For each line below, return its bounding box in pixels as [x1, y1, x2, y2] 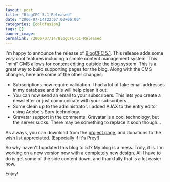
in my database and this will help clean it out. [12, 87, 108, 93]
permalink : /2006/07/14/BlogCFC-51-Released [5, 36, 102, 41]
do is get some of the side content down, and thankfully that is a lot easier [5, 155, 162, 161]
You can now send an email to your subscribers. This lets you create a [12, 92, 161, 98]
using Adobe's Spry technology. [12, 108, 81, 115]
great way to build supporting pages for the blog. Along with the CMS [5, 66, 152, 72]
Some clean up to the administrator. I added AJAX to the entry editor [12, 103, 158, 109]
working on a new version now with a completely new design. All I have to [5, 150, 161, 156]
